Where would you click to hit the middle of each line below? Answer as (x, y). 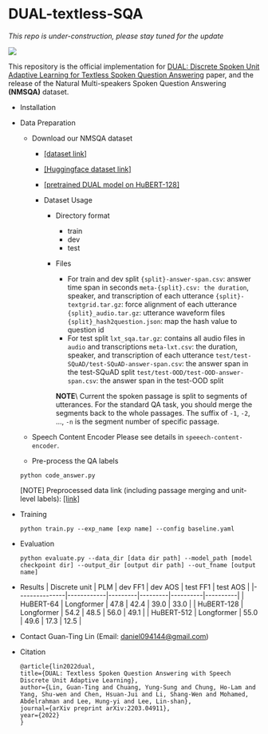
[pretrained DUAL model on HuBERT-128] (112, 184)
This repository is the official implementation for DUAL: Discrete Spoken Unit (134, 66)
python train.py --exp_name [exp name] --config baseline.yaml (127, 529)
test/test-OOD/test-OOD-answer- (191, 373)
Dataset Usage (68, 199)
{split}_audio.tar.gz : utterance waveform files (146, 313)
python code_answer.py (57, 476)
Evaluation (37, 543)
